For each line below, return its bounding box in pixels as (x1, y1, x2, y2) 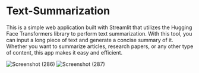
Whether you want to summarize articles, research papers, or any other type (6, 43, 194, 50)
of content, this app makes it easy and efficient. (6, 49, 123, 56)
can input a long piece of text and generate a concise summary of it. (6, 36, 173, 43)
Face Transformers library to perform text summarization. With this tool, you (6, 30, 192, 37)
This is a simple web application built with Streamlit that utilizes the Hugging (6, 24, 192, 31)
